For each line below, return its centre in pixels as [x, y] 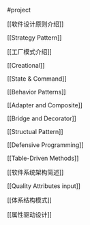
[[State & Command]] [37, 79]
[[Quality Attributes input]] [44, 186]
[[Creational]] [26, 65]
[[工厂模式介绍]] [30, 52]
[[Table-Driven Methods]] [43, 158]
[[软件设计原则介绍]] [35, 24]
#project [19, 10]
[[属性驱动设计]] [30, 214]
